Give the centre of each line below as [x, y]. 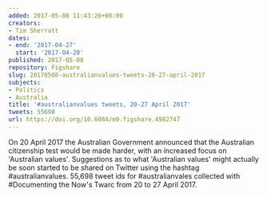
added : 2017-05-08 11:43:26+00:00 [66, 16]
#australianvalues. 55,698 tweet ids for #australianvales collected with [124, 175]
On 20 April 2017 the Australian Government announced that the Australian [131, 142]
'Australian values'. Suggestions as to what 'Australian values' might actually [134, 159]
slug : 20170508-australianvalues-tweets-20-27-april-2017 [107, 75]
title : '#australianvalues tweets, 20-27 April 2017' [100, 104]
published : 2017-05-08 [46, 61]
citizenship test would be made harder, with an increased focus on [118, 150]
